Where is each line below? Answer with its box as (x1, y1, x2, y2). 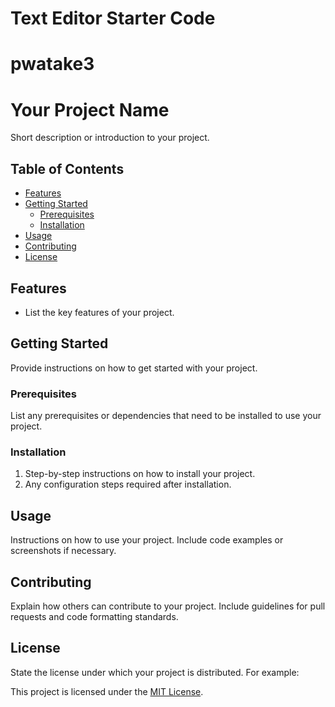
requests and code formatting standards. (10, 610, 179, 622)
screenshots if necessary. (10, 545, 117, 557)
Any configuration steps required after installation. (24, 478, 232, 491)
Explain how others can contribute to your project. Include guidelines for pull (10, 600, 326, 612)
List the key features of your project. (24, 306, 175, 318)
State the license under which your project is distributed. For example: (10, 666, 300, 678)
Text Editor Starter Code (10, 7, 216, 30)
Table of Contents (10, 160, 125, 177)
